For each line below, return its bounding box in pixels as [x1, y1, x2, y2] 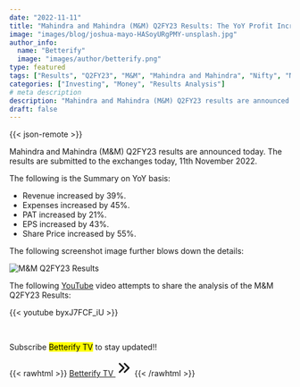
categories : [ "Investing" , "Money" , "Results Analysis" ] [9, 80, 226, 88]
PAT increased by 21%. [21, 209, 107, 220]
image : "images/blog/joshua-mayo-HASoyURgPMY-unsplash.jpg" [9, 29, 238, 38]
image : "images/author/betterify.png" [17, 55, 162, 63]
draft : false [9, 105, 58, 114]
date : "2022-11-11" [9, 13, 82, 22]
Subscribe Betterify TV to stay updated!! [9, 341, 158, 353]
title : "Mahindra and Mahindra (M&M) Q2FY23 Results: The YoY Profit [9, 21, 274, 30]
